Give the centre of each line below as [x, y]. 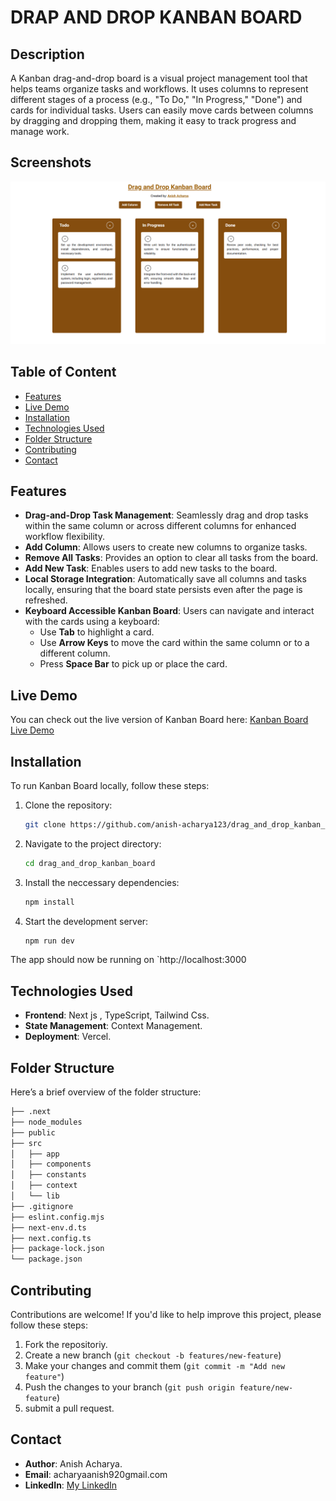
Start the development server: [86, 921]
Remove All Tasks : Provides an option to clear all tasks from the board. [171, 558]
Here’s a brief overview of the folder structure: [106, 1092]
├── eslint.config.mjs [57, 1217]
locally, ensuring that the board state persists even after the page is [163, 590]
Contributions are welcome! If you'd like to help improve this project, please [166, 1314]
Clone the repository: [68, 805]
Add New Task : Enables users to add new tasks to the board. [151, 568]
